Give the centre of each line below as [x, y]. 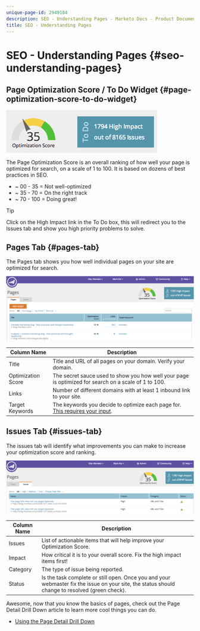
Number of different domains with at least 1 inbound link [121, 390]
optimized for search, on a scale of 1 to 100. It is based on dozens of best [96, 169]
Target [17, 405]
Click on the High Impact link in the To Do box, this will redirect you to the [96, 222]
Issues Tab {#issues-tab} [54, 431]
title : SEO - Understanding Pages [49, 25]
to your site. [67, 397]
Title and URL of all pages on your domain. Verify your [119, 361]
